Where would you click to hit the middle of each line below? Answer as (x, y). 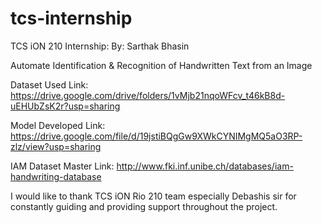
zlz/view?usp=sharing (56, 146)
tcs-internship (71, 18)
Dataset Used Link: (49, 84)
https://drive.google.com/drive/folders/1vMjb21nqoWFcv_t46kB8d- (148, 95)
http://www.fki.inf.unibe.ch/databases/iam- (205, 166)
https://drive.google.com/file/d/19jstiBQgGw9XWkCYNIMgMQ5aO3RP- (156, 136)
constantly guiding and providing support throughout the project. (144, 206)
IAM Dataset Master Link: (62, 166)
